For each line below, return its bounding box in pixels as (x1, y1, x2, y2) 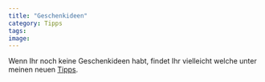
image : (8, 34, 31, 43)
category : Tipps (8, 19, 63, 27)
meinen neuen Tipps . (8, 65, 79, 75)
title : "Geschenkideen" (8, 11, 88, 20)
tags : (8, 27, 26, 35)
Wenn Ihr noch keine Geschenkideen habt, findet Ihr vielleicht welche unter (8, 56, 257, 66)
